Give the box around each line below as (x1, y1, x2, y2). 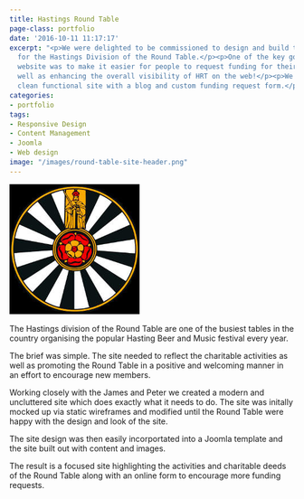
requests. (9, 479, 45, 490)
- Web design (9, 148, 59, 157)
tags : (9, 109, 30, 119)
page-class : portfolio (9, 24, 95, 33)
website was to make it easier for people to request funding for (17, 62, 273, 71)
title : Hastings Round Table (9, 14, 119, 24)
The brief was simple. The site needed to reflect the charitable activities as (9, 350, 288, 361)
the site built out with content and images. (9, 443, 166, 454)
